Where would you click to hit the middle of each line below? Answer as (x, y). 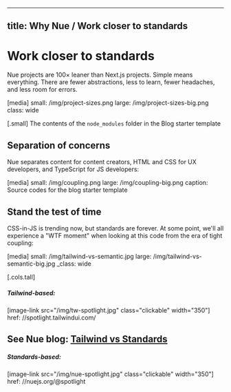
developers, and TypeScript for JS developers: (73, 169)
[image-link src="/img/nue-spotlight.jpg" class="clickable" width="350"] (111, 374)
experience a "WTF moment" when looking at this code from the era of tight (115, 235)
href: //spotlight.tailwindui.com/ (52, 317)
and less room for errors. (42, 90)
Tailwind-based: (31, 293)
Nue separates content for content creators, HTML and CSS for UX (102, 162)
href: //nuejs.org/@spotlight (46, 382)
